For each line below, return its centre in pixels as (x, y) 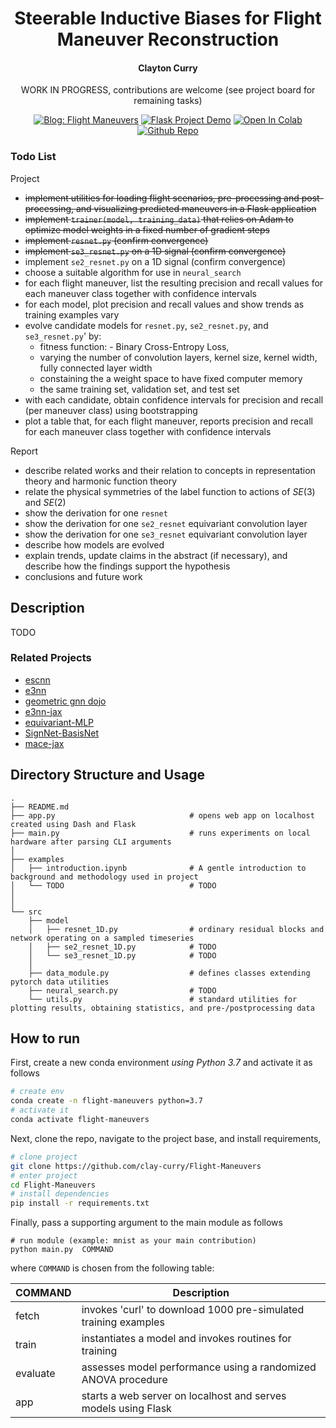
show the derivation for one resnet (96, 513)
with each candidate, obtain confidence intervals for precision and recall (174, 399)
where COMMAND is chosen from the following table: (112, 1268)
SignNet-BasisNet (61, 733)
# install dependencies (60, 1194)
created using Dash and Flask (73, 824)
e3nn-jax (43, 711)
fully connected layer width (96, 368)
